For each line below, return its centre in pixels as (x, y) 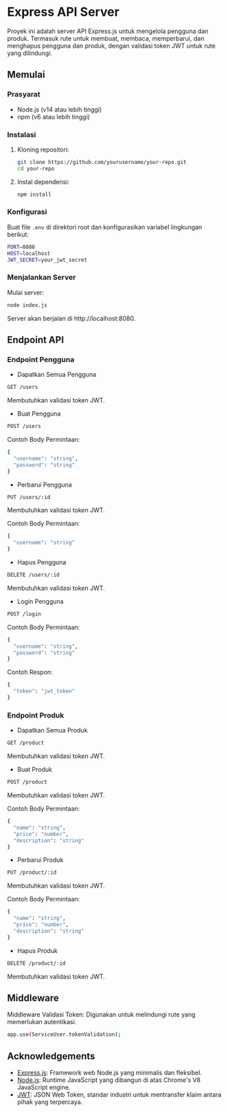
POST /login (24, 614)
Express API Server (64, 12)
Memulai (26, 75)
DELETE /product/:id (37, 963)
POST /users (24, 427)
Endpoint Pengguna (41, 359)
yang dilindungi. (30, 53)
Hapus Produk (37, 950)
